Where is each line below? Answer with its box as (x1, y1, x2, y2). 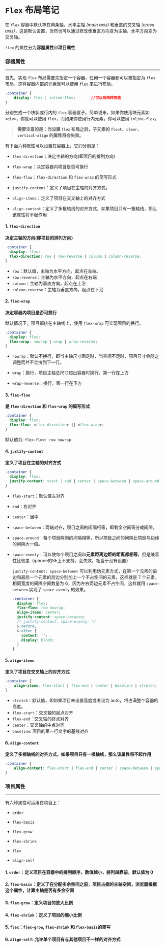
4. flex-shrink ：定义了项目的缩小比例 (5, 912, 82, 918)
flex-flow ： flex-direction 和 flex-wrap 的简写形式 (12, 174, 117, 180)
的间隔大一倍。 (12, 541, 43, 547)
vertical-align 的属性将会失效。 (17, 132, 84, 138)
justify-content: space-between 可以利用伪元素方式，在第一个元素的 (12, 568, 153, 574)
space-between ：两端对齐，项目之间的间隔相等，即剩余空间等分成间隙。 (12, 524, 157, 530)
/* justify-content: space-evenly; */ (17, 619, 96, 624)
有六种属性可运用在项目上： (5, 800, 61, 806)
